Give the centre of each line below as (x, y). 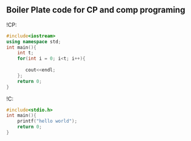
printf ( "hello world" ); (47, 121)
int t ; (26, 53)
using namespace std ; (34, 42)
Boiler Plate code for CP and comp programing (96, 10)
